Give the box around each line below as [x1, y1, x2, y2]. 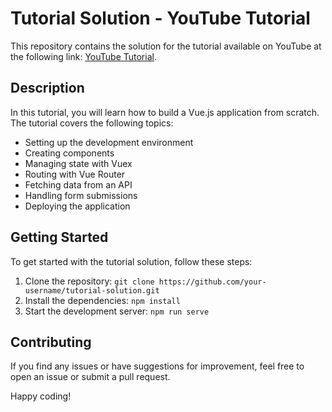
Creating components [24, 147, 115, 159]
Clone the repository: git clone [24, 275, 155, 287]
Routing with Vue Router [24, 168, 126, 180]
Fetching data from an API [24, 178, 133, 191]
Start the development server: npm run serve [24, 305, 210, 317]
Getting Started [10, 229, 109, 246]
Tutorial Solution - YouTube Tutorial [10, 7, 311, 30]
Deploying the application [24, 200, 131, 212]
